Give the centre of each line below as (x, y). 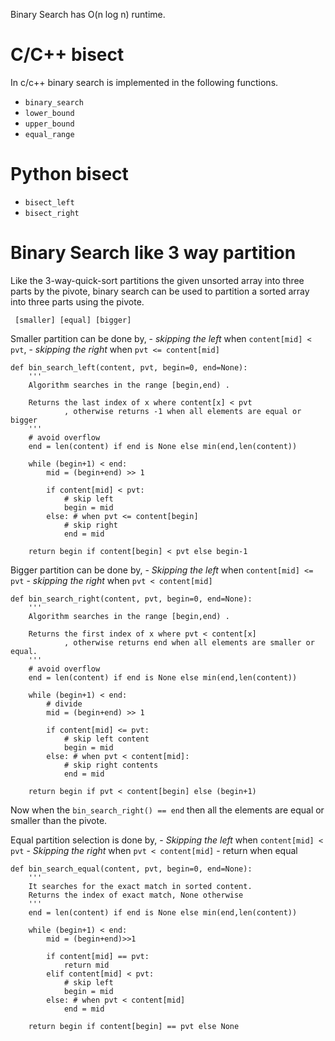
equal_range (49, 134)
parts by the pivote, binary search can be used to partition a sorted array (160, 291)
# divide (64, 704)
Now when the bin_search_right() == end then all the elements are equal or (167, 810)
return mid (86, 965)
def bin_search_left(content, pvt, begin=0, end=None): (129, 367)
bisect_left (49, 202)
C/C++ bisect (67, 55)
